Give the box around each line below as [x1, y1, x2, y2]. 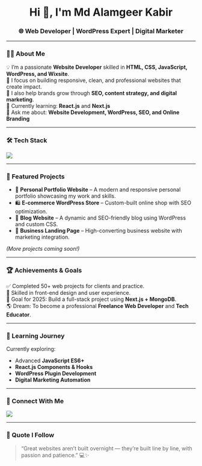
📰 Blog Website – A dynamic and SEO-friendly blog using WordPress [14, 214, 186, 222]
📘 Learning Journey [6, 332, 65, 340]
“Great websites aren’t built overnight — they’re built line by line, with [20, 444, 192, 452]
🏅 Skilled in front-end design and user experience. [6, 289, 131, 296]
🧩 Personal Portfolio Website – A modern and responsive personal [14, 186, 181, 194]
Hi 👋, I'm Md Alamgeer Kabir [29, 5, 173, 19]
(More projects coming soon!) [6, 245, 80, 253]
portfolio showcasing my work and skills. [14, 192, 116, 200]
